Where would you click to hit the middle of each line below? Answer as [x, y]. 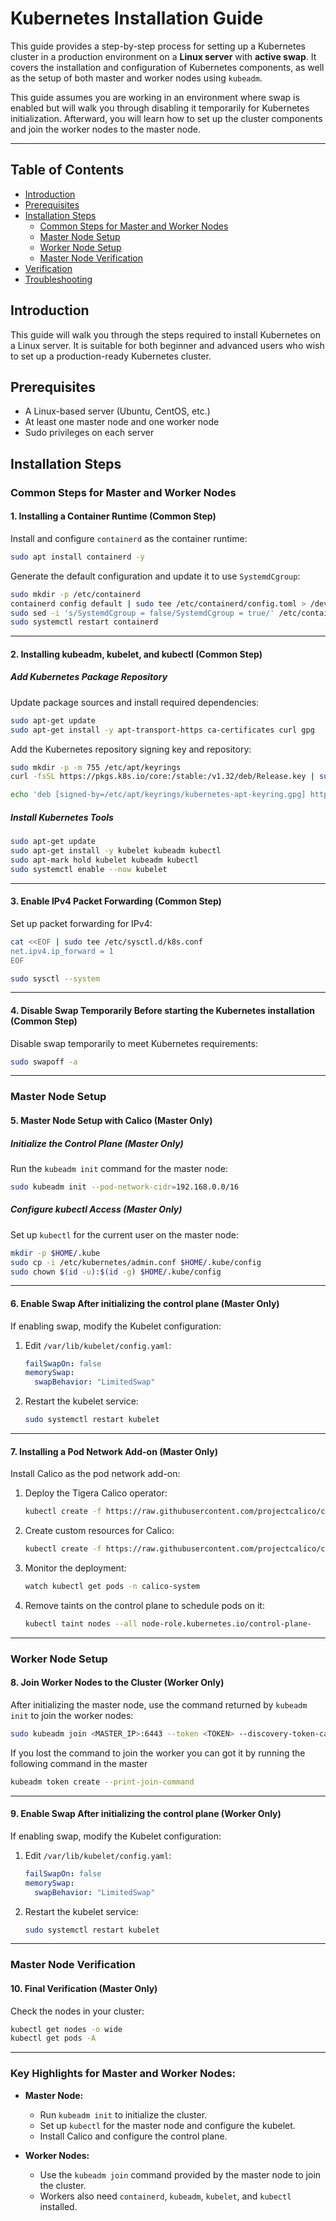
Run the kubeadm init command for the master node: [119, 1168]
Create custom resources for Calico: [99, 1531]
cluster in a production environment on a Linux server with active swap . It [163, 56]
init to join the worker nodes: [72, 1715]
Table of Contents [67, 170]
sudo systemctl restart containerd [84, 622]
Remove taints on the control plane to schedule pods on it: [144, 1605]
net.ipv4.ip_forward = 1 [62, 951]
